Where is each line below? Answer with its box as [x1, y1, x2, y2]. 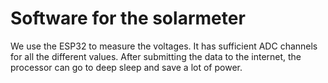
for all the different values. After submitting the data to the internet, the [10, 50, 302, 62]
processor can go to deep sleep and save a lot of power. [10, 61, 243, 73]
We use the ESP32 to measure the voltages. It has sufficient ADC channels [10, 40, 318, 52]
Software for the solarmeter [10, 7, 246, 30]
